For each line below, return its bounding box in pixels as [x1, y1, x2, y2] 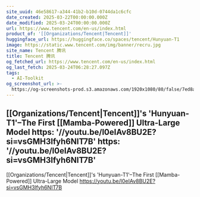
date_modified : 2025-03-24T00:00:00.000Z [6, 20, 111, 26]
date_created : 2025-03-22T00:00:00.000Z [6, 14, 108, 20]
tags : [6, 70, 20, 76]
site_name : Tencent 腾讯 [6, 48, 66, 54]
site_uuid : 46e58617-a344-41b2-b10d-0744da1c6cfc [6, 8, 132, 15]
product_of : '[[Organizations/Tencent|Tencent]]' [6, 31, 132, 37]
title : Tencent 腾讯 [6, 53, 55, 59]
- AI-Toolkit [11, 75, 44, 81]
